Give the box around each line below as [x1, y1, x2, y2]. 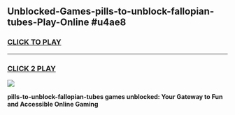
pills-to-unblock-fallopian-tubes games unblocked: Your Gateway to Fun [7, 92, 223, 100]
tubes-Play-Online [7, 17, 90, 29]
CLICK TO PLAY [7, 38, 62, 47]
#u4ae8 [91, 17, 127, 29]
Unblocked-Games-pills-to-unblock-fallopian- [7, 6, 215, 17]
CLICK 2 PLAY [7, 63, 56, 73]
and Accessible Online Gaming [7, 100, 99, 108]
